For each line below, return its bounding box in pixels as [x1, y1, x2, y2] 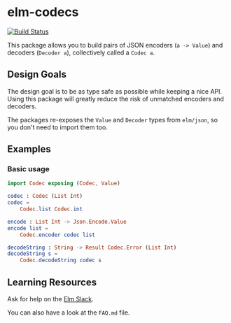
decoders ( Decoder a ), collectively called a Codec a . [7, 48, 155, 57]
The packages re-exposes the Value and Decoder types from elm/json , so [7, 115, 218, 124]
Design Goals [7, 69, 66, 80]
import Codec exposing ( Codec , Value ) [7, 180, 120, 187]
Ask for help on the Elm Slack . [7, 295, 94, 303]
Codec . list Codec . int [20, 206, 83, 213]
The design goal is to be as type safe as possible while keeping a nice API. [7, 87, 223, 95]
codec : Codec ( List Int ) [7, 193, 83, 200]
